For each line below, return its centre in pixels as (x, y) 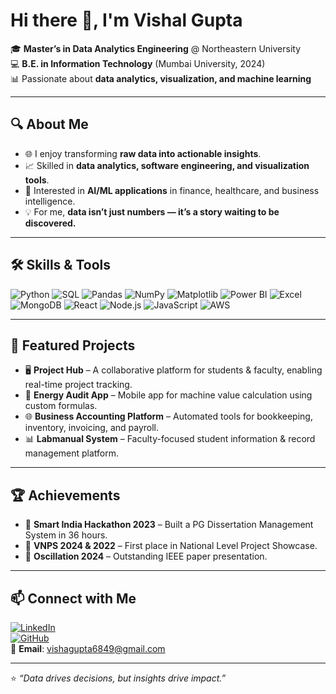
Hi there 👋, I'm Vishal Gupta (126, 20)
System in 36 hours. (66, 535)
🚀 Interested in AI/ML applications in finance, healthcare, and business (172, 190)
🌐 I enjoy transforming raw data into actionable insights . (143, 153)
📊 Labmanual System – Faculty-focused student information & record (170, 439)
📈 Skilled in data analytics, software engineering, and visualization (167, 165)
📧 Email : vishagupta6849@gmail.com (88, 648)
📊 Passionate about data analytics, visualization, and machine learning (161, 78)
